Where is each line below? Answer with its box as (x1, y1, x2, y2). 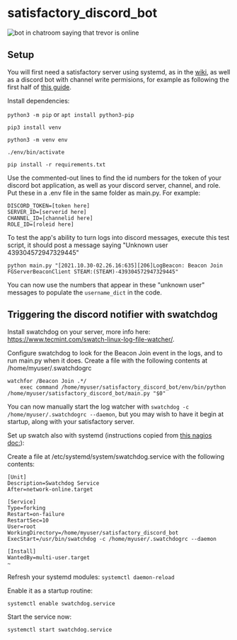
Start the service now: (7, 612, 72, 621)
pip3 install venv (7, 124, 62, 131)
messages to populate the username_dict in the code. (7, 288, 163, 297)
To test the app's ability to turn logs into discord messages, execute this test (7, 233, 230, 241)
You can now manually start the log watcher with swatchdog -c (7, 402, 190, 411)
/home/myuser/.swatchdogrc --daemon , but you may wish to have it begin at (7, 409, 224, 418)
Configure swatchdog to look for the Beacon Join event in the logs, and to (7, 348, 223, 357)
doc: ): (7, 438, 25, 447)
